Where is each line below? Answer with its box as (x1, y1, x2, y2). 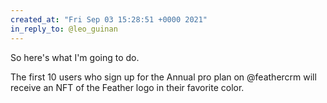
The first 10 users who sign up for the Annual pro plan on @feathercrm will (10, 71, 317, 83)
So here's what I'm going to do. (10, 51, 140, 63)
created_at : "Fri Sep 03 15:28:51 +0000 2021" (10, 14, 208, 25)
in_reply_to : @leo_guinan (10, 24, 118, 34)
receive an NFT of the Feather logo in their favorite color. (10, 81, 245, 93)
